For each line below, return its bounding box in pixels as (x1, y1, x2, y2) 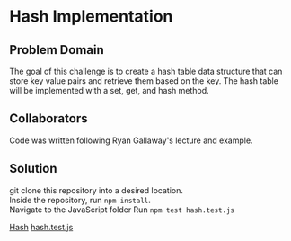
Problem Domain (9, 42, 105, 58)
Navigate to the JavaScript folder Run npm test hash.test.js (9, 204, 235, 215)
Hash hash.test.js (9, 221, 74, 232)
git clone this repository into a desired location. (9, 184, 184, 195)
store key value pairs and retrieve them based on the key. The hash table (9, 76, 278, 86)
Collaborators (9, 111, 88, 127)
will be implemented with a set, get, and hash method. (9, 85, 209, 95)
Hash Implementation (9, 6, 173, 27)
